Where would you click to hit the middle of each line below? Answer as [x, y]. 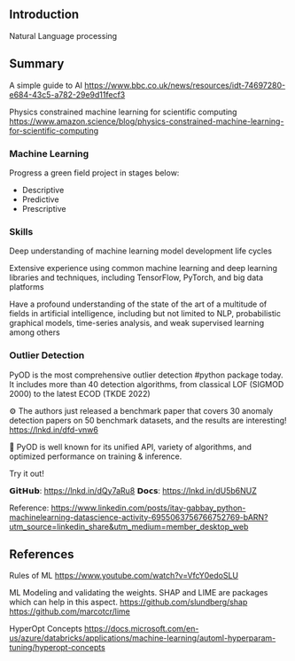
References [42, 554]
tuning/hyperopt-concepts [58, 648]
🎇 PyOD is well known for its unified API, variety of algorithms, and [131, 447]
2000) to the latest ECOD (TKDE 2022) [80, 393]
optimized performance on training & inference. [96, 456]
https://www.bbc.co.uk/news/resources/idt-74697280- [185, 85]
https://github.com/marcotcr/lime [70, 611]
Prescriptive [44, 208]
